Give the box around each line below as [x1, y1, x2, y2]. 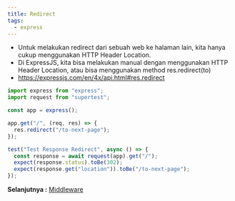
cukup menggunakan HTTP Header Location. [17, 51, 151, 59]
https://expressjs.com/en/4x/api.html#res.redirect [17, 73, 165, 82]
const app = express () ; [7, 107, 79, 114]
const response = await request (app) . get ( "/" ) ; [14, 153, 159, 160]
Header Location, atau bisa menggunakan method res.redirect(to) [17, 66, 211, 75]
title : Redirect [7, 10, 56, 18]
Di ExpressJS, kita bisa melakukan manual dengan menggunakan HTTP [17, 58, 229, 67]
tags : [7, 17, 24, 24]
